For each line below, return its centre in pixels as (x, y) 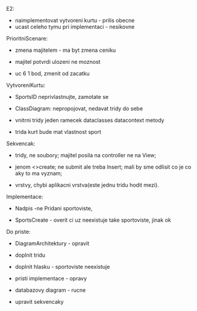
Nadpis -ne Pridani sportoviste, (54, 208)
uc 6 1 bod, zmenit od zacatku (52, 74)
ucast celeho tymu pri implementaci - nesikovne (75, 27)
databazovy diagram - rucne (50, 290)
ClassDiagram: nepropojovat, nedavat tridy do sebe (79, 108)
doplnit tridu (30, 255)
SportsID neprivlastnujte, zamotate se (62, 97)
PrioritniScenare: (27, 38)
